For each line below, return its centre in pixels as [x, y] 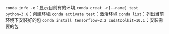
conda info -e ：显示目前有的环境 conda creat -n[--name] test [72, 7]
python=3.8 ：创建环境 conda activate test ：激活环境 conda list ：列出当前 [85, 14]
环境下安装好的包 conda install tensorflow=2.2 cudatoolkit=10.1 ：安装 [82, 20]
